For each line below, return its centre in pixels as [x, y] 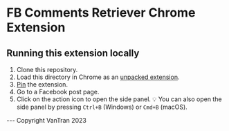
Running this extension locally [73, 53]
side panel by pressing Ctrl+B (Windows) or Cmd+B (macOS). [102, 107]
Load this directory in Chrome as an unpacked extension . [98, 77]
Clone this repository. [47, 70]
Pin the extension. [42, 84]
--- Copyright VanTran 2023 [47, 120]
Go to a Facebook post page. [58, 92]
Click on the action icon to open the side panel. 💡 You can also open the [119, 99]
